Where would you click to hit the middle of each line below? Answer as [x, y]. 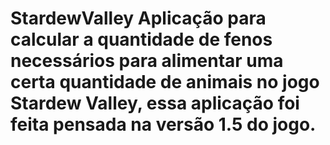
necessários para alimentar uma [147, 61]
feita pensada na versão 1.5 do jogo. [163, 124]
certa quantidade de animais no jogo [165, 82]
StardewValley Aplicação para [138, 18]
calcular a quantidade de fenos [141, 39]
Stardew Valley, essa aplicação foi [155, 103]
